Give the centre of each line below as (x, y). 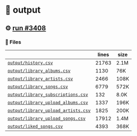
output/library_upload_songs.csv (47, 118)
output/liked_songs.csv (35, 126)
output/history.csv (30, 63)
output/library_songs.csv (38, 87)
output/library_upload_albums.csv (48, 102)
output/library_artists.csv (40, 79)
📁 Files (13, 42)
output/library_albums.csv (39, 71)
